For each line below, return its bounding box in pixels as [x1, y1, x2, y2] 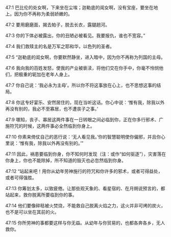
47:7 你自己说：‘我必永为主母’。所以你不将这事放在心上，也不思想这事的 [5, 82, 157, 88]
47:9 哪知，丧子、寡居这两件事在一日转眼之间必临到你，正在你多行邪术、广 [5, 117, 164, 122]
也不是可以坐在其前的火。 [5, 209, 59, 215]
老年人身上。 [45, 71, 72, 77]
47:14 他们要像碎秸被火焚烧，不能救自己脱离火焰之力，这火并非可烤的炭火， [5, 203, 166, 208]
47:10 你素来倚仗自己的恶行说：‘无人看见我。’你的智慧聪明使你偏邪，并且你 [5, 134, 161, 140]
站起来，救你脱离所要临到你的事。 [5, 192, 77, 198]
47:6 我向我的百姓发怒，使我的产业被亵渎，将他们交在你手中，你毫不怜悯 [5, 65, 159, 71]
